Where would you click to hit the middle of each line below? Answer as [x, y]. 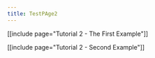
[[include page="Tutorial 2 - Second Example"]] [76, 47]
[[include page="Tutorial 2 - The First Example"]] [78, 34]
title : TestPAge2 [32, 14]
